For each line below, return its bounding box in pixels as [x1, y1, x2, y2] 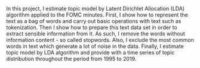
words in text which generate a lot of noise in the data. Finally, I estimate [6, 43, 184, 50]
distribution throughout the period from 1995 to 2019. [6, 56, 137, 62]
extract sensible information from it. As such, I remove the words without [6, 30, 185, 37]
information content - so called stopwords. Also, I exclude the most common [6, 37, 194, 43]
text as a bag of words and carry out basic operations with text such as [6, 18, 181, 24]
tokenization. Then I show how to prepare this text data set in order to [6, 24, 177, 31]
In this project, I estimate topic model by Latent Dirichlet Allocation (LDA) [6, 5, 185, 12]
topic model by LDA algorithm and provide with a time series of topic [6, 49, 175, 56]
